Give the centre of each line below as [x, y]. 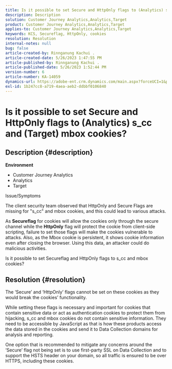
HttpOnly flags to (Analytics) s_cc [79, 122]
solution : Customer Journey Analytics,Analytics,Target [66, 20]
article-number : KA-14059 [33, 77]
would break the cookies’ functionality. [46, 298]
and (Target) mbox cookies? [66, 133]
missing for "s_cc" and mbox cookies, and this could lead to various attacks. [86, 211]
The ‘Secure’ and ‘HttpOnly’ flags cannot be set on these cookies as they [82, 292]
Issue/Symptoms [23, 196]
